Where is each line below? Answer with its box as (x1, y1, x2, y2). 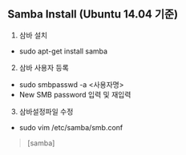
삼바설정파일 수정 (18, 106, 74, 116)
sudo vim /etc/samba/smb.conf (18, 122, 123, 132)
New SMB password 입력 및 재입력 (18, 89, 131, 99)
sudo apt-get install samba (18, 46, 108, 56)
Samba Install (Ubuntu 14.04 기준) (7, 7, 179, 22)
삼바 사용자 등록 (18, 62, 69, 72)
